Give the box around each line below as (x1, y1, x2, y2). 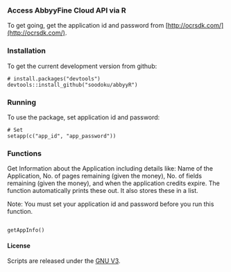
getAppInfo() (7, 227, 45, 234)
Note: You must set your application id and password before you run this (7, 200, 214, 208)
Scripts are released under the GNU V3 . (7, 257, 121, 265)
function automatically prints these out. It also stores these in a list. (7, 187, 199, 195)
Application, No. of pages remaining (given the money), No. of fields (7, 172, 203, 180)
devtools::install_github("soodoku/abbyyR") (7, 81, 138, 88)
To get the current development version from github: (7, 62, 157, 70)
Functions (7, 148, 42, 158)
